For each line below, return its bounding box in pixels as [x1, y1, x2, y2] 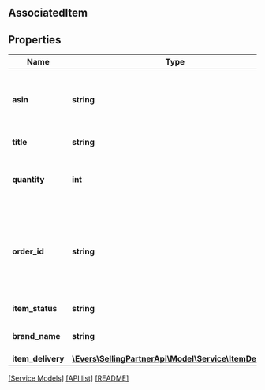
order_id [12, 246, 45, 257]
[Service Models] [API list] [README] [8, 373, 129, 383]
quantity [12, 174, 45, 185]
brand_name [12, 331, 61, 342]
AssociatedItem [8, 6, 88, 20]
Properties [8, 33, 62, 46]
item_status [12, 303, 58, 314]
